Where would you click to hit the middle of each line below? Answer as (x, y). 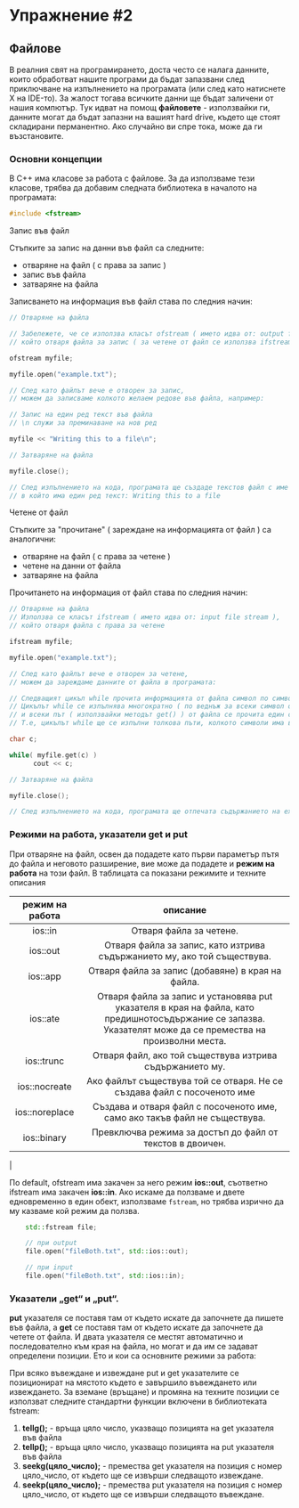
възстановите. (36, 136)
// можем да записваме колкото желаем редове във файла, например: (137, 399)
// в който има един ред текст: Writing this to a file (115, 495)
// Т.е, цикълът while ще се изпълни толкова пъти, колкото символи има (147, 723)
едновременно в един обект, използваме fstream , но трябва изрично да (147, 1201)
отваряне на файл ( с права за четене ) (96, 557)
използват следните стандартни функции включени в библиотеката (138, 1402)
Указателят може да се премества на (185, 1030)
